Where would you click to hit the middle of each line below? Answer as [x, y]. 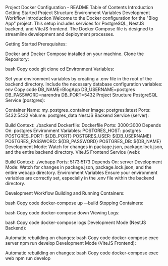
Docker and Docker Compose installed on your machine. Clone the [75, 54]
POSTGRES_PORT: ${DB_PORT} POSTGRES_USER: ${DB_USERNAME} [78, 136]
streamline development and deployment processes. [60, 34]
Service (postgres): [25, 100]
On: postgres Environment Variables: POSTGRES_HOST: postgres [73, 130]
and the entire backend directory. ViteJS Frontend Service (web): [73, 152]
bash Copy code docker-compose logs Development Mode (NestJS [76, 223]
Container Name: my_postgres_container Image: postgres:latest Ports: [78, 110]
